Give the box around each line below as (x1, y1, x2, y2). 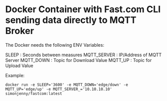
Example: (5, 72, 25, 78)
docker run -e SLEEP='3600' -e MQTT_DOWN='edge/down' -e (5, 82, 128, 87)
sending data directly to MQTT (5, 14, 137, 26)
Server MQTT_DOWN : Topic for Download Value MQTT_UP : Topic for (5, 57, 152, 63)
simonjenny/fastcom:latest (5, 91, 62, 96)
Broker (5, 25, 35, 37)
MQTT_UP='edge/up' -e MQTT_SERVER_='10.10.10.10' (5, 86, 113, 92)
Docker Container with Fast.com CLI (5, 4, 161, 15)
